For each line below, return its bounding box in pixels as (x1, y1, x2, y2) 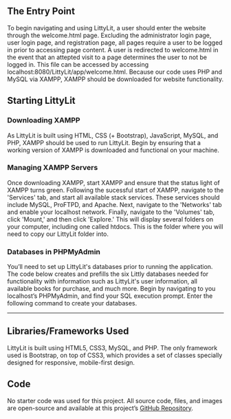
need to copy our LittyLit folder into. (7, 230, 109, 238)
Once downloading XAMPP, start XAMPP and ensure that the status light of (7, 178, 220, 186)
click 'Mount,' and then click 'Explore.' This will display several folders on (7, 215, 214, 223)
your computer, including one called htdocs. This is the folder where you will (7, 222, 223, 230)
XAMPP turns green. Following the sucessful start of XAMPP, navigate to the (7, 186, 224, 194)
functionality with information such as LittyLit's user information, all (7, 277, 198, 286)
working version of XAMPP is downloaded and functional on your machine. (7, 146, 220, 154)
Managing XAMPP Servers (7, 163, 98, 173)
